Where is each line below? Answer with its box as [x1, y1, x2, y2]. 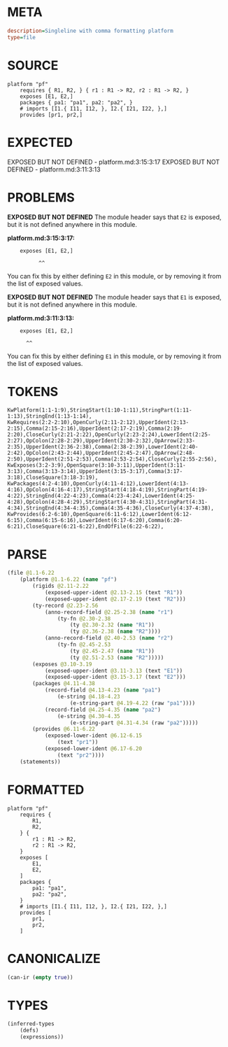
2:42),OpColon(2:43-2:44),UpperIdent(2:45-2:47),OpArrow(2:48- [7, 449, 196, 457]
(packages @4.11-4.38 [32, 680, 96, 687]
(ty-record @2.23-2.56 [32, 602, 99, 609]
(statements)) [20, 758, 61, 765]
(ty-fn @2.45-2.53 [57, 641, 111, 648]
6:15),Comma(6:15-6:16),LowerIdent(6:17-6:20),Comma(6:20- [7, 517, 183, 524]
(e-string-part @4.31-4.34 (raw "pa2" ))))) [69, 719, 199, 726]
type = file [7, 34, 36, 41]
